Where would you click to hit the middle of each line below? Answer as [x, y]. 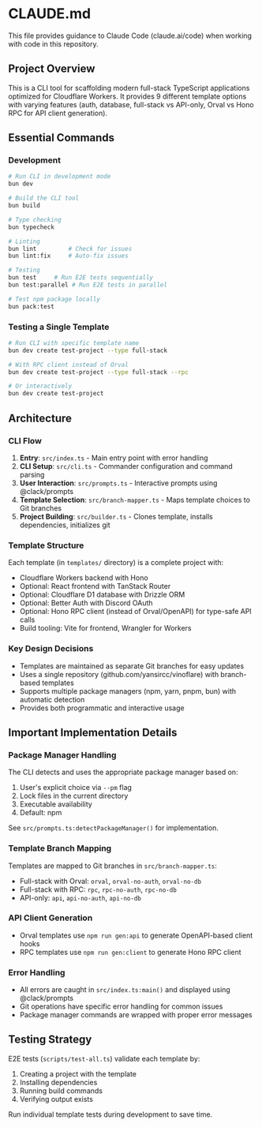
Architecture [40, 418]
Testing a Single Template [59, 327]
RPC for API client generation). [58, 113]
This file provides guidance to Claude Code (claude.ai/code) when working [130, 36]
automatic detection [52, 699]
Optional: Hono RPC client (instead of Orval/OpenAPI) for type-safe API [136, 612]
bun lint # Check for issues [70, 249]
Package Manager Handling [62, 754]
